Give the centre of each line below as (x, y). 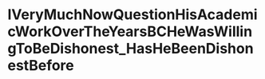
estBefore (41, 66)
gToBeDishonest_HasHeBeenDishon (131, 49)
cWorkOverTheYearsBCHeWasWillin (130, 32)
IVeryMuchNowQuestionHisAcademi (132, 15)
